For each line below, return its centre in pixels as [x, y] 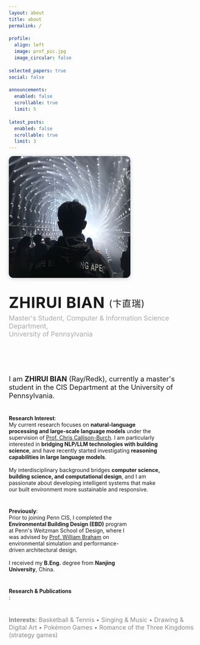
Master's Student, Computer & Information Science [89, 318]
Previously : [23, 511]
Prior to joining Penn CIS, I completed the [60, 517]
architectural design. [52, 550]
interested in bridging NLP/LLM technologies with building [83, 444]
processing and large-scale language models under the [80, 431]
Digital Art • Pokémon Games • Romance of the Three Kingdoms [101, 627]
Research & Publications [40, 591]
